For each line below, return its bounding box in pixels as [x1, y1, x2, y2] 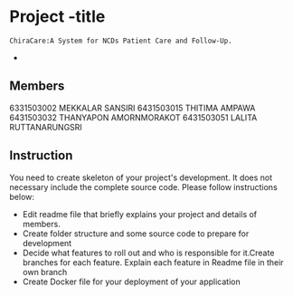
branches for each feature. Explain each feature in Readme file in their [22, 256, 284, 268]
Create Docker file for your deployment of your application [22, 276, 241, 287]
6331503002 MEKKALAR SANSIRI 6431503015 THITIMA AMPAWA [9, 102, 256, 113]
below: [9, 191, 34, 202]
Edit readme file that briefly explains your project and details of [22, 208, 258, 219]
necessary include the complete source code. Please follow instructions [9, 181, 278, 192]
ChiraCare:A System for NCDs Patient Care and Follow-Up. [9, 36, 232, 45]
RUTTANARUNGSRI [9, 121, 83, 132]
